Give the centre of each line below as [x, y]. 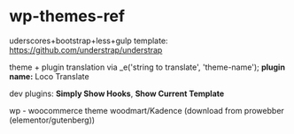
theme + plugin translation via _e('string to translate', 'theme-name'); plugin [147, 67]
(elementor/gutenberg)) [52, 120]
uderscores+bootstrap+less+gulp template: [89, 41]
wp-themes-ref [67, 16]
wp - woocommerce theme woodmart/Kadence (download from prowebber [147, 110]
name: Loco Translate [50, 76]
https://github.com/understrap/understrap [86, 49]
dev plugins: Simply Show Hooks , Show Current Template [117, 93]
